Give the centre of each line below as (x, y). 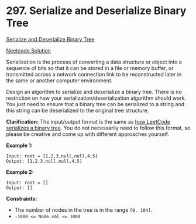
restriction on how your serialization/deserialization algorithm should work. (96, 98)
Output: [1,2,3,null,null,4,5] (44, 161)
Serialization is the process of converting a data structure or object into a (94, 62)
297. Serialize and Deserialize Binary (96, 11)
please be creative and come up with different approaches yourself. (88, 134)
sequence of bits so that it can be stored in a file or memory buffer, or (90, 68)
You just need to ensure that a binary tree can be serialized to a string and (95, 104)
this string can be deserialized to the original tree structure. (78, 110)
